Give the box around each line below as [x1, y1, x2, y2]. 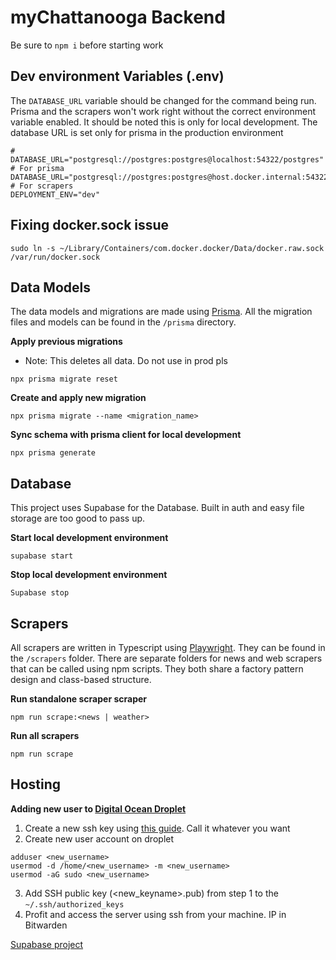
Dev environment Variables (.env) [10, 68, 225, 85]
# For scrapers [10, 181, 74, 191]
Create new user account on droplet [24, 832, 175, 845]
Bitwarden [24, 919, 68, 931]
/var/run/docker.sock [10, 252, 101, 262]
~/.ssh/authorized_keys [24, 899, 125, 910]
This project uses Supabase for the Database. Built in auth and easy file [10, 502, 305, 514]
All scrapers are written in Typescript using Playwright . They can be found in [10, 642, 326, 653]
